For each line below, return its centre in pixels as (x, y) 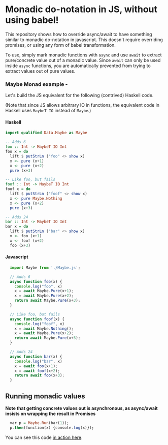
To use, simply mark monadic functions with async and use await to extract (83, 55)
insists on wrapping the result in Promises (51, 414)
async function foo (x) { (36, 281)
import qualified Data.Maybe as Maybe (46, 133)
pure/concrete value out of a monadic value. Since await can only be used (83, 60)
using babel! (32, 20)
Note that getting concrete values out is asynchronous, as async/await (82, 408)
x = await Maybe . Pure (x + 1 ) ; (44, 291)
